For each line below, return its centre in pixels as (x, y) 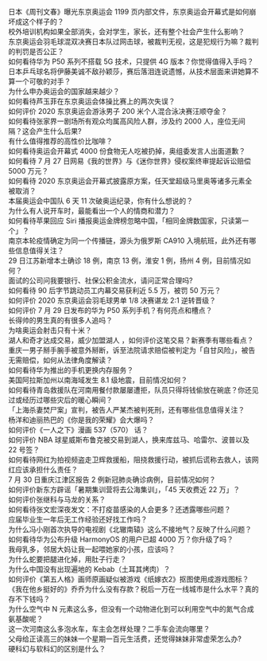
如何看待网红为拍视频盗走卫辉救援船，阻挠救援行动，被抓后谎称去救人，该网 (133, 460)
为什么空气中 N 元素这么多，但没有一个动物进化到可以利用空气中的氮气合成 (131, 609)
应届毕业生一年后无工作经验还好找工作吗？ (78, 519)
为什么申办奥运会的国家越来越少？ (64, 91)
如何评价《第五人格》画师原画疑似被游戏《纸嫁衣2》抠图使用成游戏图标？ (129, 579)
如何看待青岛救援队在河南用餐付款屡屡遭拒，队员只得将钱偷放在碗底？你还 (130, 390)
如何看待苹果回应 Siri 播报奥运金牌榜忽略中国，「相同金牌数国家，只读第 (125, 221)
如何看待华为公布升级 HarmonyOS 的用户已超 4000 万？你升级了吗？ (121, 539)
